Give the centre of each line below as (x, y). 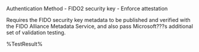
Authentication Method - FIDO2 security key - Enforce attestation (87, 9)
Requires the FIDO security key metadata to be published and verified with (98, 20)
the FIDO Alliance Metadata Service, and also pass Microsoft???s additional (100, 26)
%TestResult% (25, 44)
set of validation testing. (36, 32)
